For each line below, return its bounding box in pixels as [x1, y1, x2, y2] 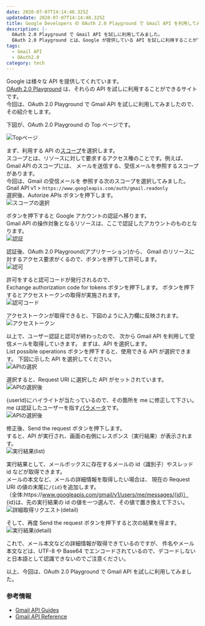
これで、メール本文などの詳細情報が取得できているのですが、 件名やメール [6, 539, 195, 547]
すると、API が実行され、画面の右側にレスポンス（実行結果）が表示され [6, 432, 187, 439]
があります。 [6, 169, 38, 177]
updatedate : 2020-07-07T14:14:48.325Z [6, 15, 105, 21]
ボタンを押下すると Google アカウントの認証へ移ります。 [6, 212, 150, 219]
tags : [6, 43, 20, 49]
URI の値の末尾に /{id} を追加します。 [6, 483, 99, 491]
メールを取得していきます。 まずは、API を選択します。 [11, 340, 151, 347]
